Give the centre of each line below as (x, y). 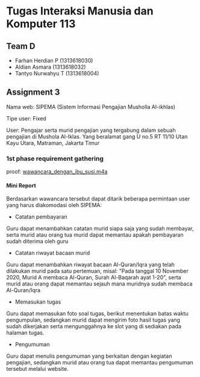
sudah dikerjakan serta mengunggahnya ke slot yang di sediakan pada (94, 326)
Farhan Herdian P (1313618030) (54, 61)
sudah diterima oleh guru (37, 241)
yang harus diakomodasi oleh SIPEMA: (54, 205)
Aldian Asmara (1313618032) (50, 67)
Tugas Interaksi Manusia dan (80, 11)
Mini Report (21, 185)
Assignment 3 (33, 92)
